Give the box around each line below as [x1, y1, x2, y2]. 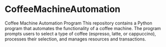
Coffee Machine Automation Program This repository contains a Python [5, 20, 152, 26]
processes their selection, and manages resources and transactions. [5, 36, 146, 42]
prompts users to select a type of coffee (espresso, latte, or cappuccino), [5, 30, 156, 36]
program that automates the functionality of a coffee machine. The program [5, 25, 161, 31]
